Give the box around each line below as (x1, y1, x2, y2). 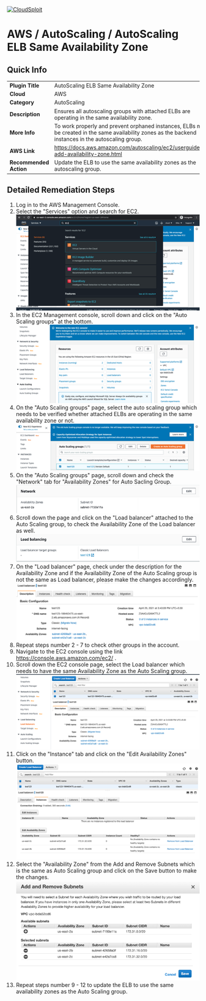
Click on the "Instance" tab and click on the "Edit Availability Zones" (15, 750, 187, 757)
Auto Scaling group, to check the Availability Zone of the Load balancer (15, 520, 196, 527)
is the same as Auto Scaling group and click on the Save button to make (15, 866, 197, 874)
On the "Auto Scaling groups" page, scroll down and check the (15, 472, 174, 479)
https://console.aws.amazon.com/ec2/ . (15, 654, 117, 661)
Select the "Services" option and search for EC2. (15, 207, 139, 215)
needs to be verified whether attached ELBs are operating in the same (15, 411, 193, 418)
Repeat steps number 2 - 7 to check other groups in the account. (15, 641, 180, 649)
